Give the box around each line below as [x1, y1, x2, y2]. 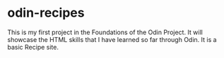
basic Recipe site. [7, 43, 59, 51]
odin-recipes [7, 5, 85, 21]
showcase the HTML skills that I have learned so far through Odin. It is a [7, 35, 217, 43]
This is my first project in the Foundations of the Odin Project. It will [7, 28, 203, 36]
